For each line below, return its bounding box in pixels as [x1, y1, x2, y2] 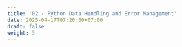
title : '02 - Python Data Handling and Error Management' [7, 10, 177, 17]
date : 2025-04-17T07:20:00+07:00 [7, 17, 103, 23]
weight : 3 [7, 29, 36, 37]
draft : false [7, 23, 45, 30]
